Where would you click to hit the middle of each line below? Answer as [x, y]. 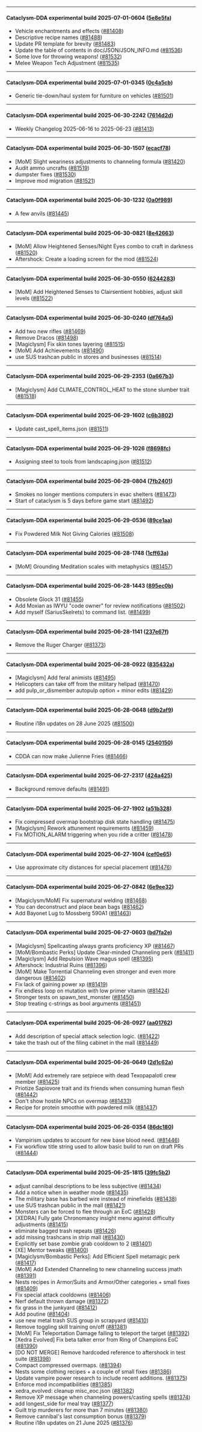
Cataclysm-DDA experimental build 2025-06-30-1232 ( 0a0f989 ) [90, 200]
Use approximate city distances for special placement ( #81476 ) [93, 867]
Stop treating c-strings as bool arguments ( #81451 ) [78, 1003]
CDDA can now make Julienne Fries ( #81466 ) [71, 756]
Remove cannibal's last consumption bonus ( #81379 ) [81, 1416]
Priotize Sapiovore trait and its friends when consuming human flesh [99, 1088]
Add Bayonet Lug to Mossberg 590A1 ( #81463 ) [73, 913]
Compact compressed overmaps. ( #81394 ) [68, 1365]
